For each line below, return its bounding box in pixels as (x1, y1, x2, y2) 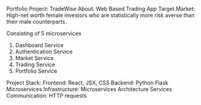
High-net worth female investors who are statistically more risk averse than (6, 12, 195, 19)
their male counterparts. (6, 18, 67, 25)
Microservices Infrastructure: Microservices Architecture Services (6, 86, 172, 93)
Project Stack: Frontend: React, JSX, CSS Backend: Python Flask (6, 79, 169, 86)
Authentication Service (15, 48, 73, 55)
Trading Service (15, 61, 55, 68)
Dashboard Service (15, 42, 64, 49)
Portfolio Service (15, 67, 58, 75)
